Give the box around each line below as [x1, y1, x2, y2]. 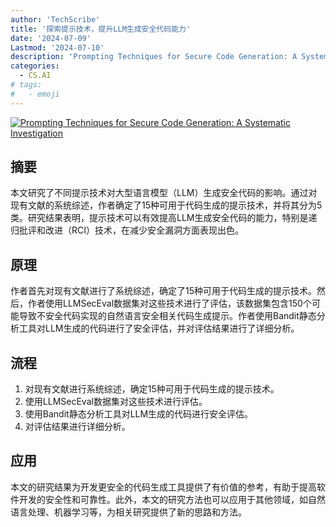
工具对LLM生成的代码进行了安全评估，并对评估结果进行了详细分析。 [18, 322, 300, 335]
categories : [10, 61, 60, 71]
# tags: [10, 80, 43, 90]
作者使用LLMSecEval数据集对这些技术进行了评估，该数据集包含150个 [27, 297, 312, 310]
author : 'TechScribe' [10, 14, 101, 25]
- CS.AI [19, 71, 52, 81]
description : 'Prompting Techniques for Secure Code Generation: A [10, 52, 298, 62]
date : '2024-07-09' [10, 33, 92, 43]
